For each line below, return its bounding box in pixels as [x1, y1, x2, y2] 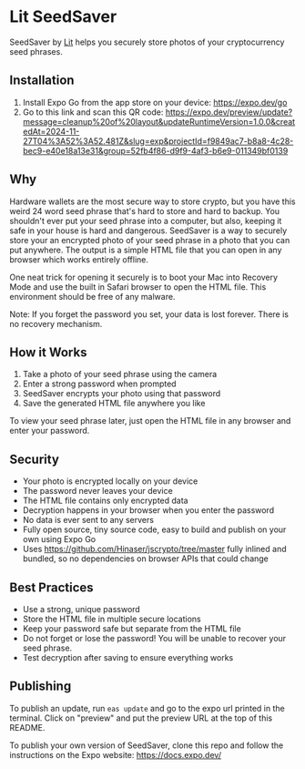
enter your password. [9, 426, 90, 436]
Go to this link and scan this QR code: [22, 107, 164, 118]
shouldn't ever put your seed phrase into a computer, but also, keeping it [9, 215, 282, 226]
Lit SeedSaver [9, 6, 117, 27]
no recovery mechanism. [9, 318, 103, 329]
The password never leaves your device [22, 486, 173, 497]
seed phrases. [9, 46, 64, 56]
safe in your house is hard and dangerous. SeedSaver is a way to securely [9, 225, 288, 236]
